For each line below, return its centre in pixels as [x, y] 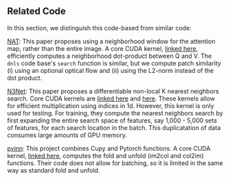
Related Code [37, 11]
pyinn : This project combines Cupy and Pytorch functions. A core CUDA [109, 148]
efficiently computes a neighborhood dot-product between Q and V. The [110, 56]
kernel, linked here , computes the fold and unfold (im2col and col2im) [105, 156]
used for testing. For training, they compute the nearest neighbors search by [115, 113]
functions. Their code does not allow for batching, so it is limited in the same [115, 163]
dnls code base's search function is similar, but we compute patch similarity [114, 63]
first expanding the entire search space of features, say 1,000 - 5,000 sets [112, 120]
